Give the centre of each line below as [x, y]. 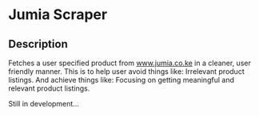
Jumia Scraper [58, 15]
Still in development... [44, 104]
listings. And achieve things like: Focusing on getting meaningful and [121, 80]
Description [38, 44]
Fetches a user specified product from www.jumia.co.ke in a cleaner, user [130, 63]
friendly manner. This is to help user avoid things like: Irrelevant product [127, 72]
